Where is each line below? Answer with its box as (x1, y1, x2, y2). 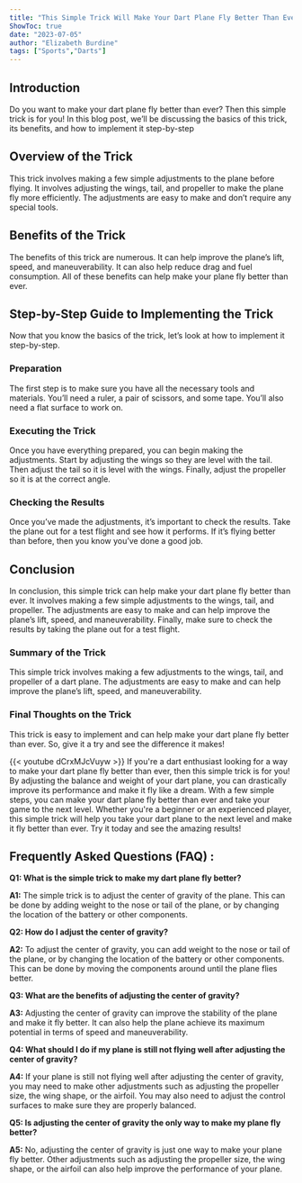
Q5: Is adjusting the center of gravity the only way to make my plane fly (9, 1117, 281, 1128)
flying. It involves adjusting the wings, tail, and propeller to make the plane (9, 182, 284, 194)
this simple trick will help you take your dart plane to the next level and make (9, 813, 292, 824)
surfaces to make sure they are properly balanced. (9, 1100, 197, 1111)
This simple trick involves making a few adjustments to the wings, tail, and (9, 667, 284, 678)
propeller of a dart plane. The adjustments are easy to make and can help (9, 676, 281, 687)
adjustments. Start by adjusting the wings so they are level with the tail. (9, 454, 272, 465)
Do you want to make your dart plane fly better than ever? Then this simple (9, 104, 287, 114)
